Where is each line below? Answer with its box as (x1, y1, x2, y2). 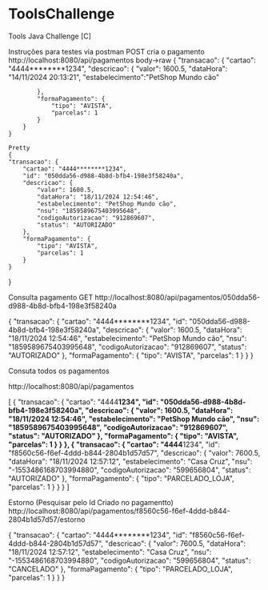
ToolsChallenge (8, 5, 115, 23)
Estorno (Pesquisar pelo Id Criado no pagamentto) (8, 497, 174, 507)
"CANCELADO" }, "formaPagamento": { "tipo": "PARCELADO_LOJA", (8, 564, 234, 573)
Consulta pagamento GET (8, 292, 94, 302)
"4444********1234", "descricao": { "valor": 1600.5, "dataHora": (8, 63, 228, 73)
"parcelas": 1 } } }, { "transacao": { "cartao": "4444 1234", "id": (8, 439, 221, 449)
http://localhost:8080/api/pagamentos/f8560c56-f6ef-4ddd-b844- (8, 506, 230, 516)
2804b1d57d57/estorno (8, 514, 86, 524)
